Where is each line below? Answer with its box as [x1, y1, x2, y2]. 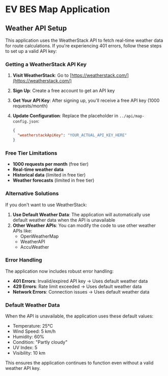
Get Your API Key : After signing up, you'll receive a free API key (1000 [12, 98, 160, 104]
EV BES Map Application [5, 4, 110, 15]
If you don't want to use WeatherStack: [5, 201, 88, 208]
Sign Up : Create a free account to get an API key [12, 88, 115, 94]
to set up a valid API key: [5, 48, 57, 54]
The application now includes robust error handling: [5, 268, 114, 274]
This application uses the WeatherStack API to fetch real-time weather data [5, 37, 163, 43]
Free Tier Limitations [5, 149, 58, 156]
